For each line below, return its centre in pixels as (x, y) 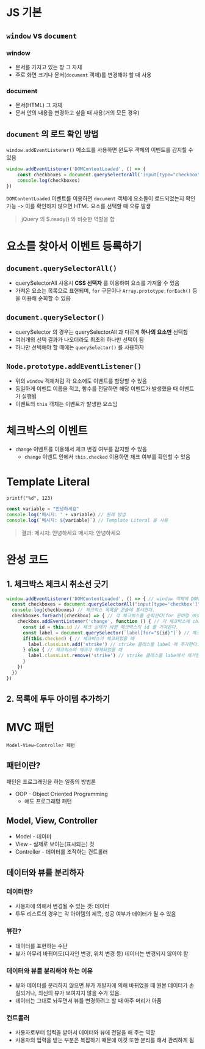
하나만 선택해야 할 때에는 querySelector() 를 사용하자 (80, 347)
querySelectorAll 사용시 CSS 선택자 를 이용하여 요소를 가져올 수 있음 (97, 283)
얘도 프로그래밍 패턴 (48, 801)
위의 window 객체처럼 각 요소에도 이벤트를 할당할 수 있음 (81, 381)
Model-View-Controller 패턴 (41, 746)
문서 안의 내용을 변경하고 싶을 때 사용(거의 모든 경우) (77, 113)
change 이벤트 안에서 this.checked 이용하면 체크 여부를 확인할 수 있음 (107, 457)
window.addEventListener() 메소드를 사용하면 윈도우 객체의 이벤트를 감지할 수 (100, 149)
